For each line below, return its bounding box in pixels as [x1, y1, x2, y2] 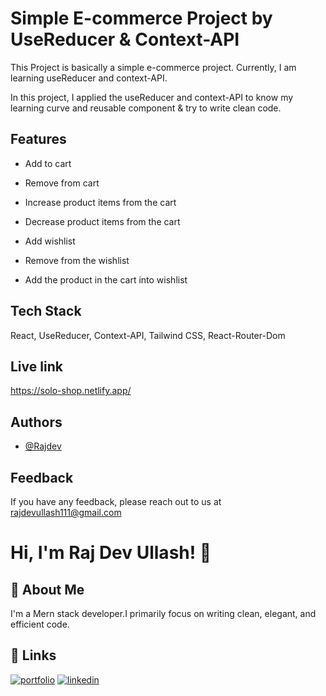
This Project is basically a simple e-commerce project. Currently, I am [10, 61, 297, 73]
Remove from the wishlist [24, 254, 130, 266]
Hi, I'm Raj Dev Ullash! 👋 [10, 542, 212, 564]
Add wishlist [24, 235, 76, 247]
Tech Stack [10, 303, 82, 320]
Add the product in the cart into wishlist [24, 273, 188, 286]
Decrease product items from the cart [24, 215, 181, 227]
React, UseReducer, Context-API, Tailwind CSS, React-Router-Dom [10, 329, 286, 341]
